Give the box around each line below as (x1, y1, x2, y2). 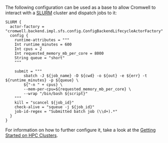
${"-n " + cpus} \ (23, 82, 63, 87)
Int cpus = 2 (14, 46, 42, 52)
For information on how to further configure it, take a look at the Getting (5, 127, 156, 133)
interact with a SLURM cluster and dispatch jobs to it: (5, 10, 117, 16)
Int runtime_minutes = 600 (14, 42, 72, 47)
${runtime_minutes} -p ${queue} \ (5, 78, 79, 83)
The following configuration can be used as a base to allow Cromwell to (5, 5, 156, 10)
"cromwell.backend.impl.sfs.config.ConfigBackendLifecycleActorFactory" (5, 29, 163, 34)
